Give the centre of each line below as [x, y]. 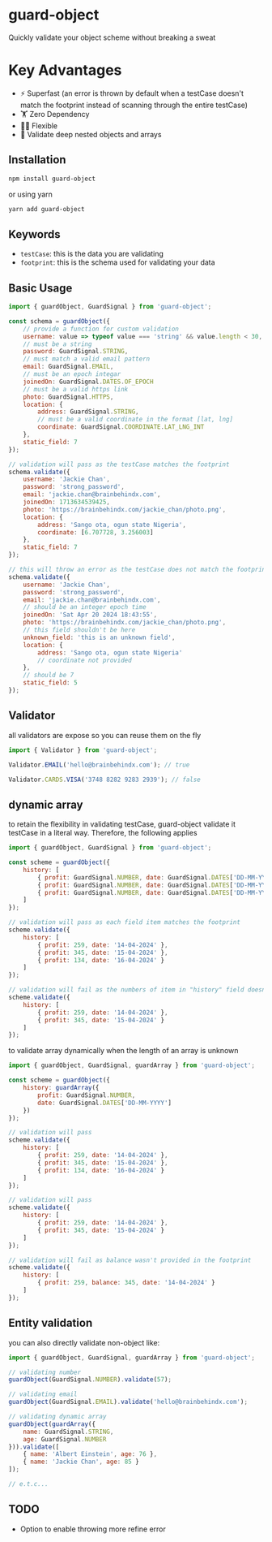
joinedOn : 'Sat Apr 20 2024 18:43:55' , [90, 615]
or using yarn [30, 194]
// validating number [45, 1372]
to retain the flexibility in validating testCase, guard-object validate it [122, 824]
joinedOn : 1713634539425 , [67, 502]
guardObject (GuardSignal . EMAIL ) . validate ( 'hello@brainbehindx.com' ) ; [128, 1402]
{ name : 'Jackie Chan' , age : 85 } [81, 1462]
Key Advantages [65, 70]
